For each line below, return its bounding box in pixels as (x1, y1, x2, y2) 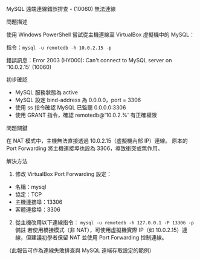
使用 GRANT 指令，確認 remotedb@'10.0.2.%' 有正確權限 (15, 111, 157, 119)
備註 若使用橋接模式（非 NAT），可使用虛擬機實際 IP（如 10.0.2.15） (15, 226, 182, 233)
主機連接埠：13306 (15, 198, 63, 206)
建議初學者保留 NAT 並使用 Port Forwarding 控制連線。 (31, 234, 167, 241)
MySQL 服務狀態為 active (15, 89, 79, 96)
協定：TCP (15, 191, 42, 198)
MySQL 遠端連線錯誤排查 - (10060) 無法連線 (6, 5, 116, 12)
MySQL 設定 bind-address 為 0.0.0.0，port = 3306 (15, 96, 141, 103)
